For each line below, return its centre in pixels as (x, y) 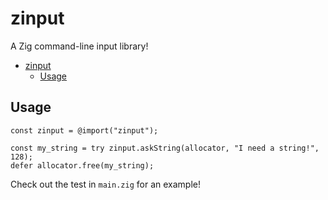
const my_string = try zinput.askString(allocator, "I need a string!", (165, 148)
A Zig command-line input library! (79, 46)
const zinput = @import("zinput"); (84, 130)
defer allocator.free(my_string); (82, 165)
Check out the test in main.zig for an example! (105, 184)
